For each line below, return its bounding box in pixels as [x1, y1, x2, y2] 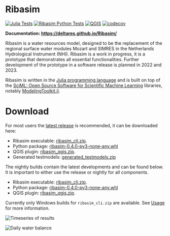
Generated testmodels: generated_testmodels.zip [12, 154, 116, 160]
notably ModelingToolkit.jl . [5, 87, 60, 94]
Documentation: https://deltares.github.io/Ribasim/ [5, 30, 117, 36]
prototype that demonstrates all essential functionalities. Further [5, 56, 140, 62]
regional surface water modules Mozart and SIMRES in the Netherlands [5, 45, 154, 51]
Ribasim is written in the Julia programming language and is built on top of [5, 77, 161, 83]
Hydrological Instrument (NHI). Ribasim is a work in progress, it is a [5, 51, 146, 57]
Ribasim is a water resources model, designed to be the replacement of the [5, 40, 162, 46]
